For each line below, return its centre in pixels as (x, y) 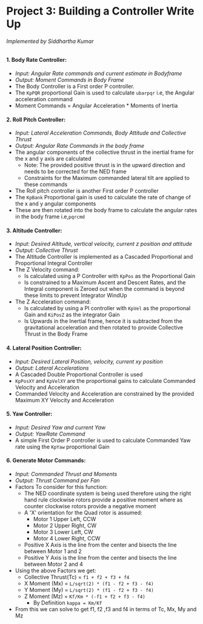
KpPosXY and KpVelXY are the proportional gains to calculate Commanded (105, 380)
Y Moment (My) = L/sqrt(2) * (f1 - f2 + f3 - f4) (89, 590)
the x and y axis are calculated (53, 159)
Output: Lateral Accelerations (52, 368)
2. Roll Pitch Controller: (36, 119)
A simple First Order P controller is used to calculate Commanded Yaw (103, 440)
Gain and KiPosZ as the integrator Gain (72, 315)
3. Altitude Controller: (34, 230)
